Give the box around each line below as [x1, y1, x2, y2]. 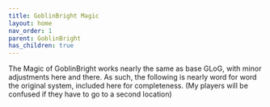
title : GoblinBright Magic [8, 11, 99, 20]
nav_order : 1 [8, 27, 53, 35]
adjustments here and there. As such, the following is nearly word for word [8, 72, 257, 82]
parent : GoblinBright [8, 34, 82, 43]
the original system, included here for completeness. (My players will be [8, 81, 249, 91]
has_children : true [8, 42, 74, 50]
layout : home [8, 19, 53, 27]
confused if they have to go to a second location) [8, 89, 172, 99]
